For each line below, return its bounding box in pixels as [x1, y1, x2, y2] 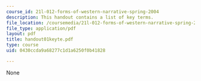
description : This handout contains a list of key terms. [6, 14, 154, 20]
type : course [6, 42, 39, 48]
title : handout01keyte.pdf [6, 36, 74, 42]
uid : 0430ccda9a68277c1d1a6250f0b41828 [6, 48, 106, 54]
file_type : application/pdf [6, 25, 77, 32]
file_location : [6, 20, 44, 26]
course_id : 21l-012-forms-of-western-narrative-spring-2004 [6, 8, 160, 15]
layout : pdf [6, 31, 36, 37]
